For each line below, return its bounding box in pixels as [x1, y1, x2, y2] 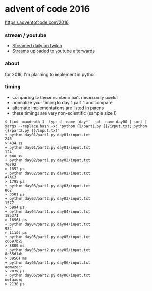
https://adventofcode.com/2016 [5, 19, 69, 25]
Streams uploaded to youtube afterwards [12, 48, 95, 54]
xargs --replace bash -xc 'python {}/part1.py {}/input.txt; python [5, 123, 147, 129]
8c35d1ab [5, 252, 23, 256]
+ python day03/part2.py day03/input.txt [5, 196, 91, 201]
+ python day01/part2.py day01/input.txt [5, 145, 91, 150]
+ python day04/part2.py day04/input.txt [5, 222, 91, 227]
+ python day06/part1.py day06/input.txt [5, 260, 91, 265]
